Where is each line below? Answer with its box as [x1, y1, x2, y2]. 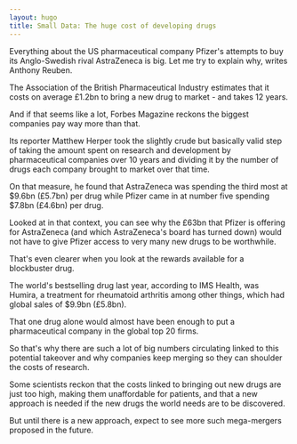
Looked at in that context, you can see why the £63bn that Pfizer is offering [9, 217, 286, 228]
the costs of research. [9, 361, 91, 372]
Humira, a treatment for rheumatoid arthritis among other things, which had [9, 289, 285, 300]
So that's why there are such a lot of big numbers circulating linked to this [9, 343, 279, 353]
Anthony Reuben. [9, 64, 73, 76]
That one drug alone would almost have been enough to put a [9, 316, 236, 327]
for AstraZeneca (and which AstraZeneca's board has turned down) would [9, 226, 282, 237]
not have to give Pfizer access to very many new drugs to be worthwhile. [9, 236, 277, 246]
